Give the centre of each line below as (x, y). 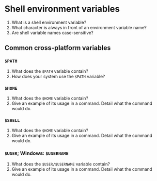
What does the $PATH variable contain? (50, 71)
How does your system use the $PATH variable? (58, 76)
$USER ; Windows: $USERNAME (37, 153)
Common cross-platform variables (58, 48)
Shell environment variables (62, 9)
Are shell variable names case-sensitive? (52, 33)
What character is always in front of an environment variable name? (79, 27)
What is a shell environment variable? (49, 22)
